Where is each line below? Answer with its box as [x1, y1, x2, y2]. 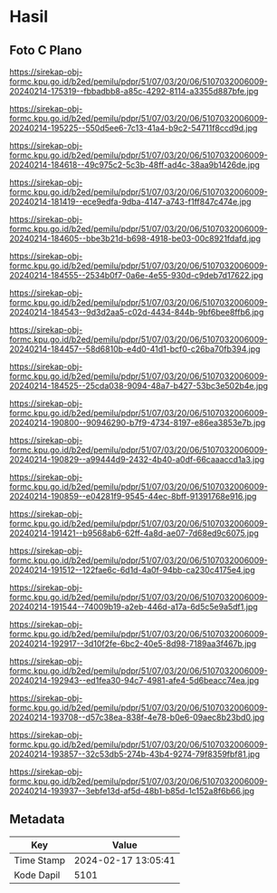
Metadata [9, 811, 65, 827]
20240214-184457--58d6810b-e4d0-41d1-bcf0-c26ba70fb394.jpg [9, 344, 261, 354]
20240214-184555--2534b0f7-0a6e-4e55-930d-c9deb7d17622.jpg [9, 270, 264, 280]
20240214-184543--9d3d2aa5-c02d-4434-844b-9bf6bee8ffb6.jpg [9, 306, 264, 317]
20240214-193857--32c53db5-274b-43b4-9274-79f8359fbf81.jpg [9, 749, 261, 759]
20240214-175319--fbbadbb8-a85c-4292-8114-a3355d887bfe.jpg [9, 86, 259, 96]
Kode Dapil [14, 869, 61, 881]
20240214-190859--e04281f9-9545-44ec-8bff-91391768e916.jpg [9, 491, 257, 501]
